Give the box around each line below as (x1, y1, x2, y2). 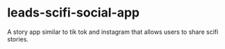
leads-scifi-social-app (7, 5, 140, 21)
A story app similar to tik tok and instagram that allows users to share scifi (7, 28, 219, 36)
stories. (7, 35, 29, 43)
